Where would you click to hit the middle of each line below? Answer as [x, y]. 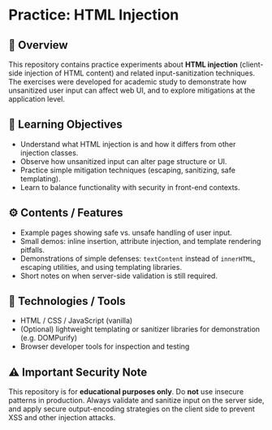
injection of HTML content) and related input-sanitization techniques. [140, 73]
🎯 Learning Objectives [66, 125]
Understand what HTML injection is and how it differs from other [128, 144]
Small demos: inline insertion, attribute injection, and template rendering [140, 241]
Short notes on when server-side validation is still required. [119, 276]
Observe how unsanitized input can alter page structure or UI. [123, 161]
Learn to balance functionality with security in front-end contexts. [130, 187]
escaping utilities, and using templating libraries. [101, 267]
